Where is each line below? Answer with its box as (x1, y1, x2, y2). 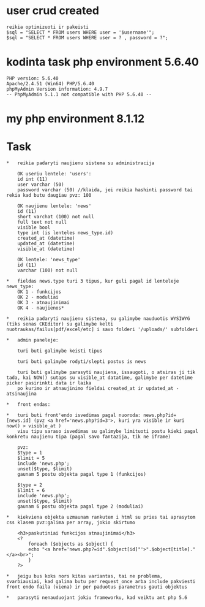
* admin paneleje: (6, 337, 59, 343)
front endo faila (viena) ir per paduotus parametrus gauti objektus (6, 584, 188, 590)
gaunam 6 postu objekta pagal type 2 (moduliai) (17, 503, 144, 510)
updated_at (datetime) (17, 240, 75, 246)
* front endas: (6, 402, 51, 408)
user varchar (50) (17, 181, 64, 188)
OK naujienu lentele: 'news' (17, 203, 92, 209)
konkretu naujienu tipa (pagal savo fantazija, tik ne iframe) (6, 433, 171, 440)
